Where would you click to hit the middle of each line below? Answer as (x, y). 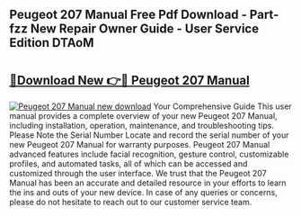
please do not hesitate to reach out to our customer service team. (131, 202)
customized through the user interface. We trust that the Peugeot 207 (138, 173)
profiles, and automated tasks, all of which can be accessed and (128, 164)
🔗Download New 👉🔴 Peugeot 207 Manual (129, 80)
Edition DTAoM (52, 43)
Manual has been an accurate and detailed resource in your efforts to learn (148, 183)
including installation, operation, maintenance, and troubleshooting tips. (142, 126)
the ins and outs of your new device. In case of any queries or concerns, (144, 192)
